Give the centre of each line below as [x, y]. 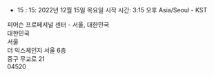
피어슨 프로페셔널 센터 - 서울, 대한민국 [58, 25]
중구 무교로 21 [26, 59]
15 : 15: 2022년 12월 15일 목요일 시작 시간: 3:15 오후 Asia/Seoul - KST [112, 10]
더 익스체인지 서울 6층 [37, 50]
